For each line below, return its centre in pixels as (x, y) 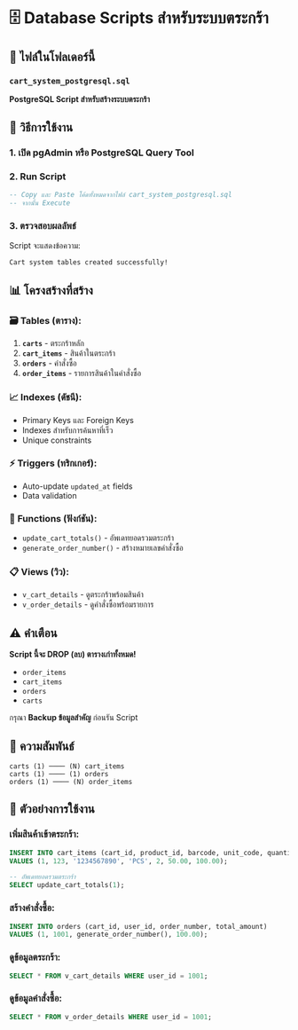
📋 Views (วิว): (39, 572)
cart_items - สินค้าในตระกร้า (68, 353)
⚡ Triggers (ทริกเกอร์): (53, 463)
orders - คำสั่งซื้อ (49, 363)
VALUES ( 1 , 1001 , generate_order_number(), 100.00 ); (109, 935)
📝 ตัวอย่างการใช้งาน (52, 809)
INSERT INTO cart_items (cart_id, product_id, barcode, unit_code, (137, 853)
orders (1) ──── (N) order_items (71, 782)
